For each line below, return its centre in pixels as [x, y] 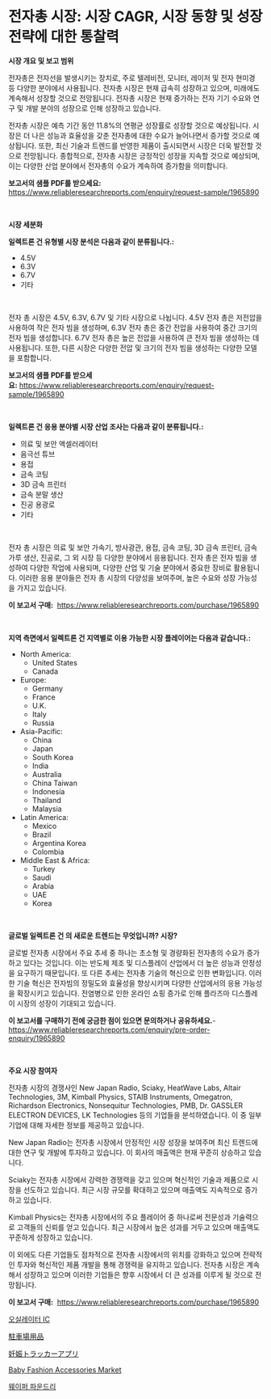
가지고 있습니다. [42, 588]
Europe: [33, 679]
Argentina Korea [59, 843]
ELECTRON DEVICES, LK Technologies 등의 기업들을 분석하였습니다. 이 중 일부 [135, 1115]
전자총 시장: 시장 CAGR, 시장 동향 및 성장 [135, 17]
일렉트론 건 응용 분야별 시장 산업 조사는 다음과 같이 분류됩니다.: [106, 426]
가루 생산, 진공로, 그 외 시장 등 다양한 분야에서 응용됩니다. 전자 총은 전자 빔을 [128, 557]
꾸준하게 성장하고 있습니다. [50, 1237]
